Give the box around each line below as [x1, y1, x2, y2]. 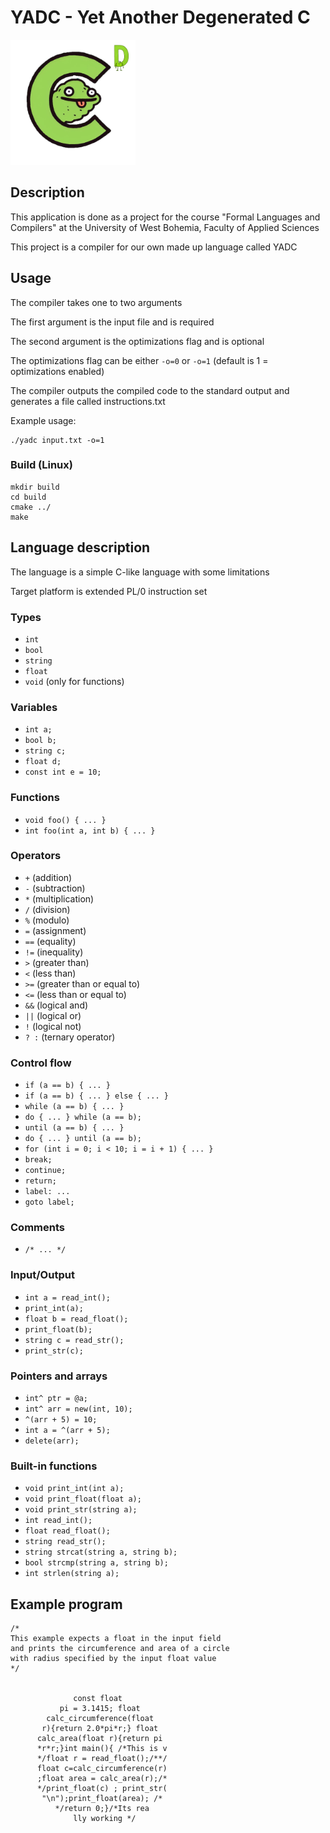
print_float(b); [24, 1324, 93, 1335]
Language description [10, 539, 151, 556]
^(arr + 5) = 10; [24, 1415, 98, 1425]
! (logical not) [24, 1020, 82, 1032]
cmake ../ [10, 502, 52, 512]
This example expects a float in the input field [10, 1634, 222, 1644]
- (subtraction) [24, 882, 86, 894]
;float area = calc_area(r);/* [36, 1774, 168, 1784]
